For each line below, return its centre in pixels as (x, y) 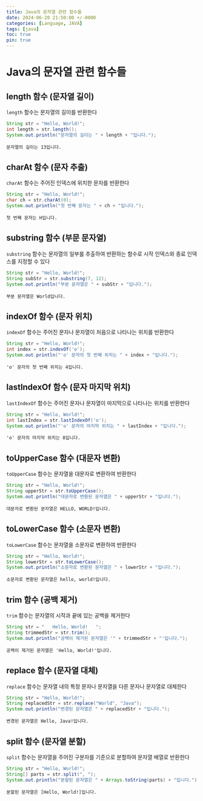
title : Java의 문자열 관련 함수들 (44, 12)
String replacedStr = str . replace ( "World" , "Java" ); (74, 703)
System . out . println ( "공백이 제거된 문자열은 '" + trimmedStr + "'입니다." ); (97, 638)
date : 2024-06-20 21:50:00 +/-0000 (51, 18)
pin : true (19, 40)
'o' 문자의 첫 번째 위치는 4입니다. (45, 367)
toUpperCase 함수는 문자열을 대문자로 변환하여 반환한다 (72, 474)
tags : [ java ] (23, 29)
